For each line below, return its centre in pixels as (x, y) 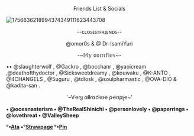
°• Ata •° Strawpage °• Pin (37, 127)
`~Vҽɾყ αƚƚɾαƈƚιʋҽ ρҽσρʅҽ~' (99, 97)
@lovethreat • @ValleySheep (43, 115)
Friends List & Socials (99, 9)
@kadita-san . (23, 85)
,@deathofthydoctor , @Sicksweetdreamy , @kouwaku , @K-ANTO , (89, 73)
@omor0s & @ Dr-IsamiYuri (99, 43)
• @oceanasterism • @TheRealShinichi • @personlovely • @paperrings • (97, 109)
